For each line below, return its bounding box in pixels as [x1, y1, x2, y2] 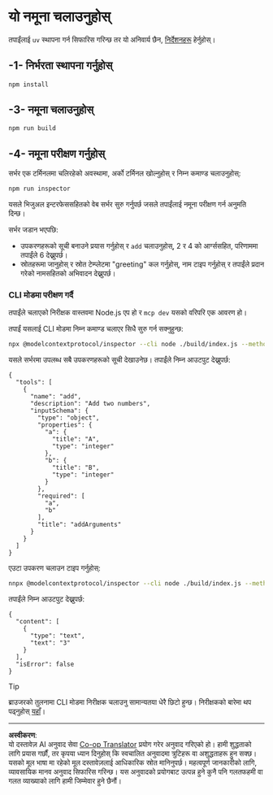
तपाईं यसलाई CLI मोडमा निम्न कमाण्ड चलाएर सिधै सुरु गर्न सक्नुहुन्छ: [8, 324, 184, 334]
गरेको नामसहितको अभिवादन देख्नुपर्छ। [19, 268, 116, 278]
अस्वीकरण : [8, 731, 38, 741]
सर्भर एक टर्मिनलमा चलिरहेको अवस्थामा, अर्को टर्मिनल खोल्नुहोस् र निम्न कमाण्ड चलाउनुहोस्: [8, 168, 241, 178]
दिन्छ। [8, 209, 26, 218]
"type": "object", [37, 414, 100, 422]
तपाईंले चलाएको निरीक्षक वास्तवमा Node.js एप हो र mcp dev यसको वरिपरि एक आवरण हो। [8, 308, 248, 318]
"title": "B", [51, 463, 100, 472]
